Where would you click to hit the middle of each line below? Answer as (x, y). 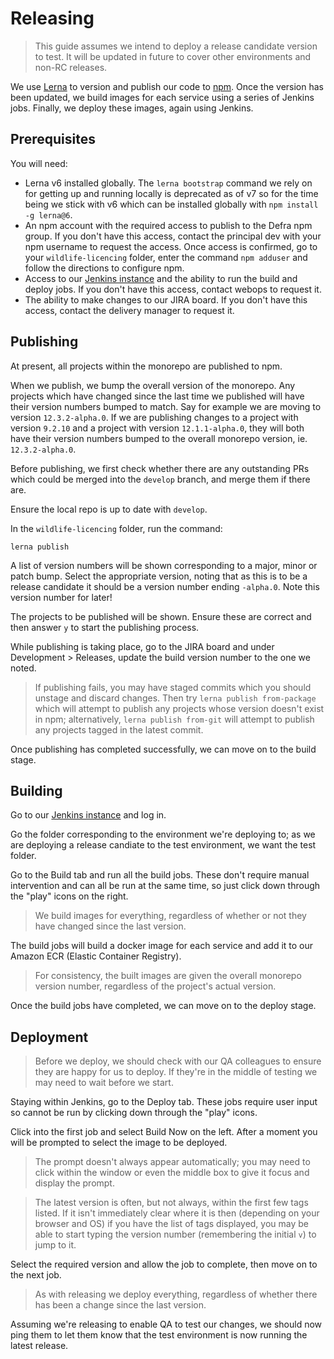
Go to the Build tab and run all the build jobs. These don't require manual (160, 875)
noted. (23, 668)
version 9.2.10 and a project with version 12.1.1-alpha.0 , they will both (157, 428)
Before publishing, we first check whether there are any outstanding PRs (160, 468)
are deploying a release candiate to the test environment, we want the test (163, 845)
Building (36, 790)
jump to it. (55, 1245)
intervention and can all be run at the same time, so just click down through (165, 886)
